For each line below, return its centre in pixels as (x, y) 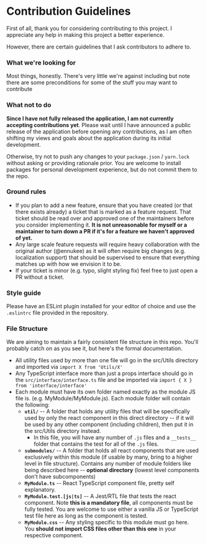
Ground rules (26, 192)
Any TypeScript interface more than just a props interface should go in (104, 373)
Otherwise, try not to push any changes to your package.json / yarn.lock (98, 156)
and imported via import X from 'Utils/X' (69, 367)
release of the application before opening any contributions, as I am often (99, 131)
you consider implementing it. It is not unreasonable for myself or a (101, 225)
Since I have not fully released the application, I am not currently (90, 119)
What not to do (29, 105)
